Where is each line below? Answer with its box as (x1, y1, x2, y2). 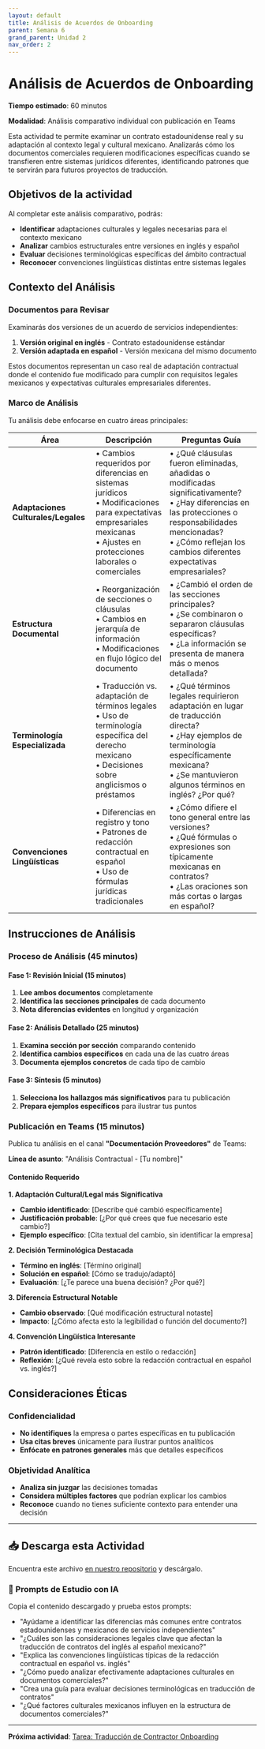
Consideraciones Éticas (8, 1387, 128, 1400)
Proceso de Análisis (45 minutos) (8, 951, 138, 962)
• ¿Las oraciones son (169, 881, 248, 892)
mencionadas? (169, 526, 224, 537)
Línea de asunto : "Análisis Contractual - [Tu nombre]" (8, 1154, 184, 1164)
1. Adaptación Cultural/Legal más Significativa (8, 1189, 163, 1200)
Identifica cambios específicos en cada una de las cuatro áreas (19, 1049, 230, 1058)
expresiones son (169, 841, 231, 852)
